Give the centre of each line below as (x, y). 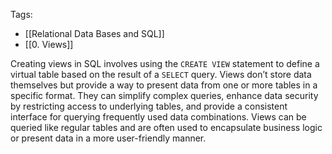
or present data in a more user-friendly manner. (108, 138)
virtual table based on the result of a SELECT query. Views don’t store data (161, 74)
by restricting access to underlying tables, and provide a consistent (149, 106)
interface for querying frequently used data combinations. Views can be (158, 117)
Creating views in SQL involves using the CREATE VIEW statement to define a (165, 63)
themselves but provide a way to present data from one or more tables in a (164, 85)
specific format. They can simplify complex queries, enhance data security (164, 95)
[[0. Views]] (49, 44)
